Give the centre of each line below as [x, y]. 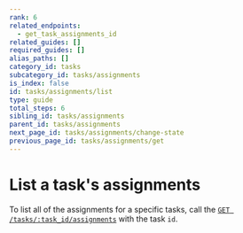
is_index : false [39, 83]
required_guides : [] [47, 50]
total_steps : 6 [37, 108]
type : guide [31, 100]
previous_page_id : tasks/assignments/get [87, 141]
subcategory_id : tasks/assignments [75, 75]
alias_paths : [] [39, 58]
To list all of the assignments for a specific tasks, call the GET [120, 209]
